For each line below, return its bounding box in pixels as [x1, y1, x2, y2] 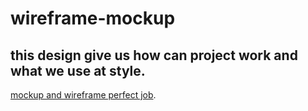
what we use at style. [10, 62, 146, 79]
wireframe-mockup [10, 7, 176, 30]
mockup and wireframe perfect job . [10, 89, 157, 101]
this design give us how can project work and [10, 47, 298, 64]
